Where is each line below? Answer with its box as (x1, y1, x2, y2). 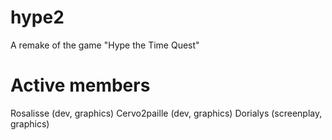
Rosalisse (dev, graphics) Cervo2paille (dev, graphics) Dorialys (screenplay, (10, 107, 323, 119)
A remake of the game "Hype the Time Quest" (10, 39, 200, 51)
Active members (10, 74, 151, 97)
